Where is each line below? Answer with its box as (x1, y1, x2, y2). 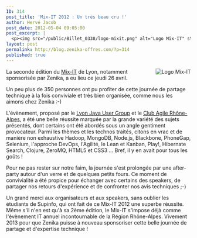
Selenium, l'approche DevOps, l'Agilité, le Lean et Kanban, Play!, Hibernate (6, 140, 186, 147)
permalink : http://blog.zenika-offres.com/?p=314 (6, 47, 130, 53)
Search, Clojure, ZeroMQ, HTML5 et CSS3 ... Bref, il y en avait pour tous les (6, 147, 188, 154)
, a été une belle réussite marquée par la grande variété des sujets (19, 115, 180, 123)
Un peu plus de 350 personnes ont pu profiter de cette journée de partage (6, 85, 186, 92)
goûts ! (6, 153, 23, 160)
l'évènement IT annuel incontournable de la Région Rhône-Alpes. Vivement (6, 213, 188, 220)
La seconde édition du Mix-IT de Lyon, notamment (6, 68, 128, 75)
